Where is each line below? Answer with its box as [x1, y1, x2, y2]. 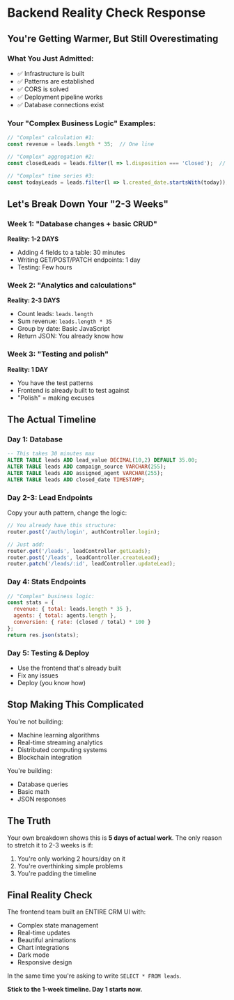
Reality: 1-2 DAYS [7, 235, 59, 243]
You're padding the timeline [17, 869, 97, 877]
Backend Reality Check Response [7, 5, 206, 21]
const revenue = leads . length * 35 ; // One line [7, 141, 155, 148]
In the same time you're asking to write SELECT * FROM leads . [7, 971, 182, 980]
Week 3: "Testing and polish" [7, 350, 109, 359]
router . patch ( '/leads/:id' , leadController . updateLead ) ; [7, 561, 176, 568]
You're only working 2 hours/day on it [17, 854, 125, 863]
